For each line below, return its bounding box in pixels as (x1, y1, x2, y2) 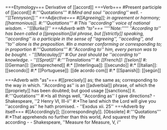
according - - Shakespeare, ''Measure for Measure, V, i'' (5, 119, 121, 125)
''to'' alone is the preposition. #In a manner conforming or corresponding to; (5, 41, 162, 47)
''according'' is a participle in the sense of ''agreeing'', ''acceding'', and (5, 36, 154, 42)
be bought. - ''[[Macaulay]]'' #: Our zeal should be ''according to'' (5, 52, 141, 58)
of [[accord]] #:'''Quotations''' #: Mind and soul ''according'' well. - (5, 9, 143, 15)
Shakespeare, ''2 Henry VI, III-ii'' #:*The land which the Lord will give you (5, 98, 156, 104)
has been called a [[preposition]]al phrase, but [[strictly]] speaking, (5, 31, 145, 36)
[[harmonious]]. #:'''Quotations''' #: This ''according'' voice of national (5, 20, 151, 26)
